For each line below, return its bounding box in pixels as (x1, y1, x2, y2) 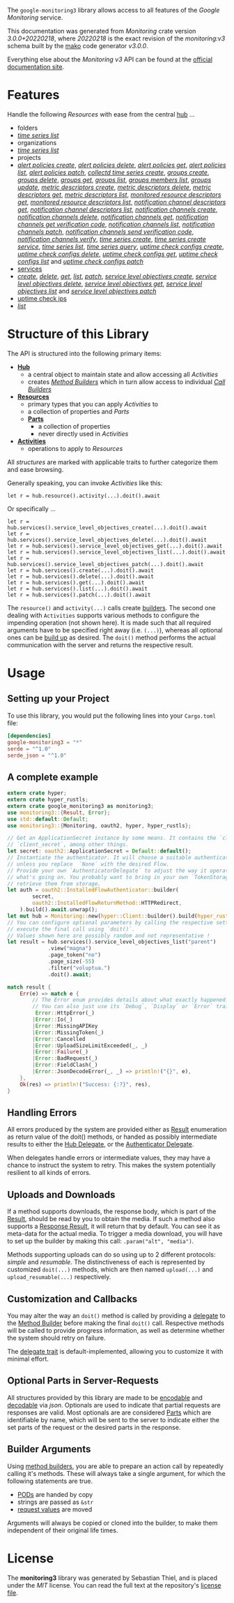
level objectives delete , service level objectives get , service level (17, 279, 203, 288)
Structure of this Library (7, 326, 150, 342)
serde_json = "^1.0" (7, 752, 68, 759)
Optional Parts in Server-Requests (7, 1375, 159, 1387)
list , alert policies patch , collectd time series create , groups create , (17, 168, 210, 177)
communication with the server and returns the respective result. (7, 640, 194, 649)
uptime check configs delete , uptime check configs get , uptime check (17, 249, 218, 258)
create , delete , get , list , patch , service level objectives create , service (17, 272, 217, 280)
